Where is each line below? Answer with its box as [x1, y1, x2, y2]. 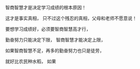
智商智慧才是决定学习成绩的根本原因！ [5, 5, 86, 10]
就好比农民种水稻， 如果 [5, 58, 56, 64]
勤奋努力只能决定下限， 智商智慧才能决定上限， [5, 37, 106, 43]
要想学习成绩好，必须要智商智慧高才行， [5, 26, 91, 32]
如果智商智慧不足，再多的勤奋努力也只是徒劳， [5, 48, 104, 53]
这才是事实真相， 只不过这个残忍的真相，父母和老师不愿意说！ [5, 15, 137, 21]
